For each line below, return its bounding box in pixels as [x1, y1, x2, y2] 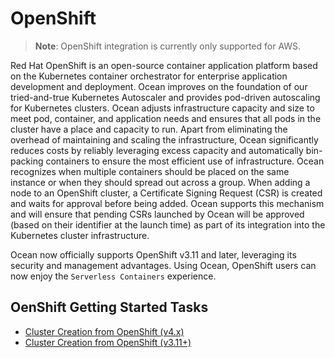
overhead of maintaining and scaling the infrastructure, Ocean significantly [10, 133, 319, 146]
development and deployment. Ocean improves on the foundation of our [10, 80, 308, 92]
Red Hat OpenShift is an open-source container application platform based [10, 59, 318, 71]
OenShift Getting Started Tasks [10, 299, 209, 316]
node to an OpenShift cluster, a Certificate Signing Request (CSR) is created [10, 187, 323, 199]
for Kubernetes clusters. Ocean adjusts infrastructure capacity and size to [10, 102, 315, 114]
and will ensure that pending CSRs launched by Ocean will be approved [10, 208, 305, 220]
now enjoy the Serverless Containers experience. [10, 270, 217, 282]
